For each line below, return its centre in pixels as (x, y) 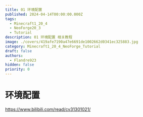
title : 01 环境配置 (24, 10)
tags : (11, 19)
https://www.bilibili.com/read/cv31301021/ (48, 109)
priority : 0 (17, 70)
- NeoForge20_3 (25, 28)
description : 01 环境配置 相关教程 (39, 38)
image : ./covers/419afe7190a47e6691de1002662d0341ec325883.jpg (72, 42)
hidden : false (20, 65)
